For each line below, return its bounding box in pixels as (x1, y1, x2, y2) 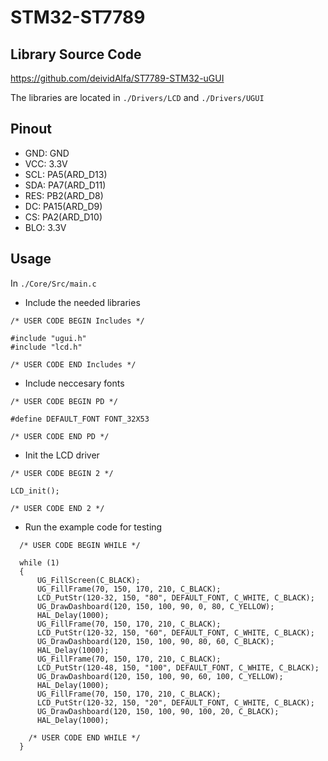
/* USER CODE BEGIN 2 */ (10, 468, 114, 478)
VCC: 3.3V (24, 157, 68, 170)
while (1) (19, 557, 60, 568)
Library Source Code (10, 46, 142, 63)
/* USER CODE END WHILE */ (28, 732, 141, 743)
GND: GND (24, 147, 70, 159)
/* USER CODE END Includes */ (10, 359, 137, 370)
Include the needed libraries (24, 296, 141, 308)
